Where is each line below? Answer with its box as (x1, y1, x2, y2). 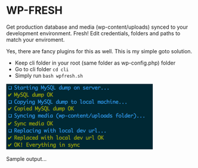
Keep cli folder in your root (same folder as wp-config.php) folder (14, 59, 176, 66)
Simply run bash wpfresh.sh (14, 72, 83, 79)
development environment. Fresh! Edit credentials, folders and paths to (6, 29, 181, 36)
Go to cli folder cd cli (14, 65, 69, 72)
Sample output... (6, 155, 47, 162)
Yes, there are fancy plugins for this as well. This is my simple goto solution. (6, 47, 193, 54)
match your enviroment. (6, 36, 65, 43)
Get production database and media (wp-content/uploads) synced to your (6, 23, 188, 30)
